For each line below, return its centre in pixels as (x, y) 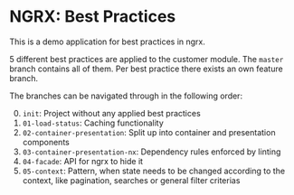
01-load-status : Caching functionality (93, 123)
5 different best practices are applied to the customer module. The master (147, 59)
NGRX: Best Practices (93, 17)
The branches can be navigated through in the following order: (126, 96)
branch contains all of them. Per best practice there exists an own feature (146, 69)
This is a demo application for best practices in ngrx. (108, 42)
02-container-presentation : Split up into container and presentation (149, 132)
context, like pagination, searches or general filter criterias (131, 180)
